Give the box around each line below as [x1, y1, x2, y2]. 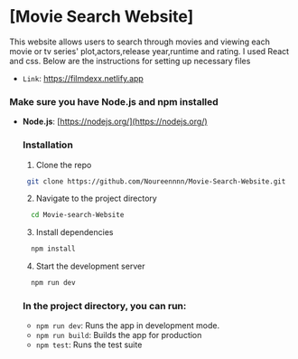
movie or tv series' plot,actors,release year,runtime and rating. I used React [9, 45, 290, 56]
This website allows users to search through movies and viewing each [9, 36, 271, 47]
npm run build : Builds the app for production [35, 330, 202, 341]
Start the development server [35, 260, 145, 272]
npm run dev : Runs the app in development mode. [35, 320, 219, 331]
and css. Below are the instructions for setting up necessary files [9, 55, 251, 66]
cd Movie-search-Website [31, 211, 125, 220]
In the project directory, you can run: [22, 299, 187, 312]
